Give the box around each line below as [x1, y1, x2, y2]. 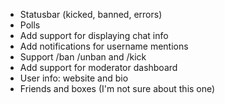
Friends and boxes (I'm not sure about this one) [19, 83, 216, 94]
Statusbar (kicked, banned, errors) [19, 9, 163, 20]
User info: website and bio [19, 72, 129, 84]
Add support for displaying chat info [19, 30, 169, 41]
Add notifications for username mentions [19, 40, 189, 52]
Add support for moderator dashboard [19, 62, 178, 73]
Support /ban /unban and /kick [19, 51, 147, 63]
